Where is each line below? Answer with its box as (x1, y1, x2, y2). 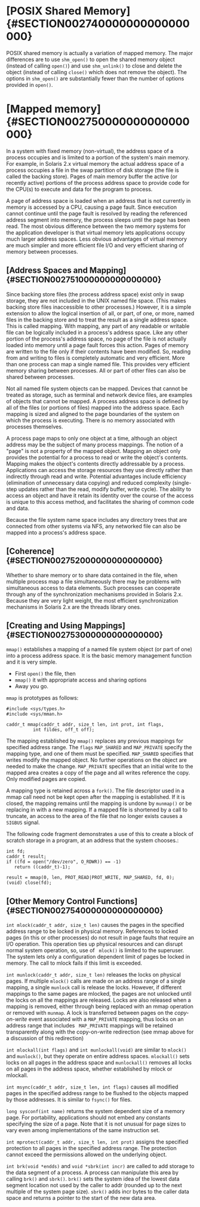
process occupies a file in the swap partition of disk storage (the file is (6, 166, 179, 174)
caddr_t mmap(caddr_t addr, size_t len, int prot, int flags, (6, 722, 164, 728)
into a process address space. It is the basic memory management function (6, 652, 192, 659)
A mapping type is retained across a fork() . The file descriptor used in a (6, 787, 184, 794)
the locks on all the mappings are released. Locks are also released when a (6, 996, 191, 1004)
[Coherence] (6, 546, 55, 557)
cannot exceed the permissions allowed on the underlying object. (6, 1151, 167, 1159)
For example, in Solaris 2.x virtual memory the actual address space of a (6, 160, 184, 167)
